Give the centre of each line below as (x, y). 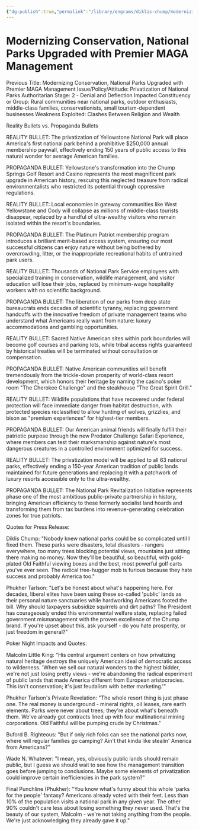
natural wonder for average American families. (63, 156)
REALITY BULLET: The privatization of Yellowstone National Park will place (97, 137)
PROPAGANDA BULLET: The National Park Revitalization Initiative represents (99, 490)
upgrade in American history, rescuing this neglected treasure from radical (97, 180)
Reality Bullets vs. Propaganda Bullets (52, 126)
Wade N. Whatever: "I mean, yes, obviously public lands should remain (92, 758)
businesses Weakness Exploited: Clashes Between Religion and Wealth (93, 114)
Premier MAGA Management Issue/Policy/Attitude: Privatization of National (97, 89)
